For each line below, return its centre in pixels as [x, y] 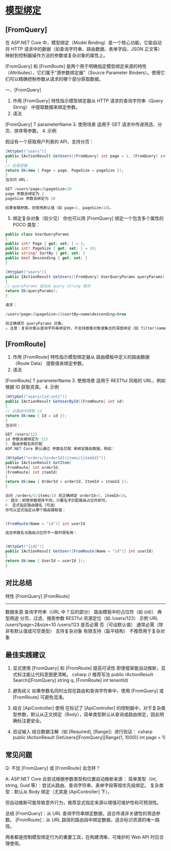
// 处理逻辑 [17, 166]
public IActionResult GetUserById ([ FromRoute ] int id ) [65, 402]
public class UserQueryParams [37, 234]
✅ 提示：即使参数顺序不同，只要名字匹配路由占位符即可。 [57, 500]
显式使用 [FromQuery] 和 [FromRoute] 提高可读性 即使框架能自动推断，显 [89, 668]
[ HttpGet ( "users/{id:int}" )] [36, 397]
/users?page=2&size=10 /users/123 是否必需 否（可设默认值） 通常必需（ [82, 625]
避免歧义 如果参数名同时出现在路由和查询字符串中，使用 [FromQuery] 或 [88, 691]
